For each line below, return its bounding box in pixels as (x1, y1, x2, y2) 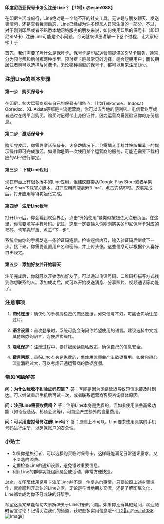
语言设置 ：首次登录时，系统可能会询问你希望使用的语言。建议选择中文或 (12, 327, 158, 334)
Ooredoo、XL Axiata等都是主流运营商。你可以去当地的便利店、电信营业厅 (5, 106, 153, 112)
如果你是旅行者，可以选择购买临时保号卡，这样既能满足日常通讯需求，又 (12, 450, 158, 456)
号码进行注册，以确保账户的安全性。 (5, 425, 78, 431)
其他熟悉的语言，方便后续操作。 (12, 334, 77, 339)
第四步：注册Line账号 (5, 203, 48, 209)
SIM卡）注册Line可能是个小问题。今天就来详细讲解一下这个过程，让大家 (9, 34, 154, 39)
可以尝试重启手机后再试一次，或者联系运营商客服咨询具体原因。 (13, 392, 142, 398)
